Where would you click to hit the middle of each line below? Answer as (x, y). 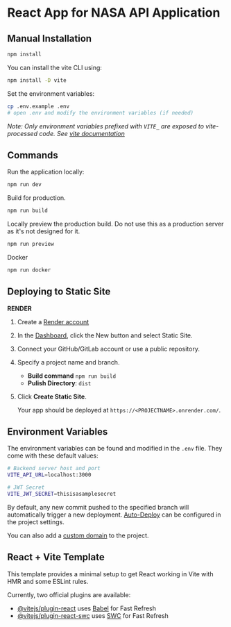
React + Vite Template (56, 557)
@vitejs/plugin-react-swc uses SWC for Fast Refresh (93, 615)
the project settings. (36, 521)
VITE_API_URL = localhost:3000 (49, 475)
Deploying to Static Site (59, 292)
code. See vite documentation (82, 133)
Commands (33, 155)
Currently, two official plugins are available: (69, 594)
